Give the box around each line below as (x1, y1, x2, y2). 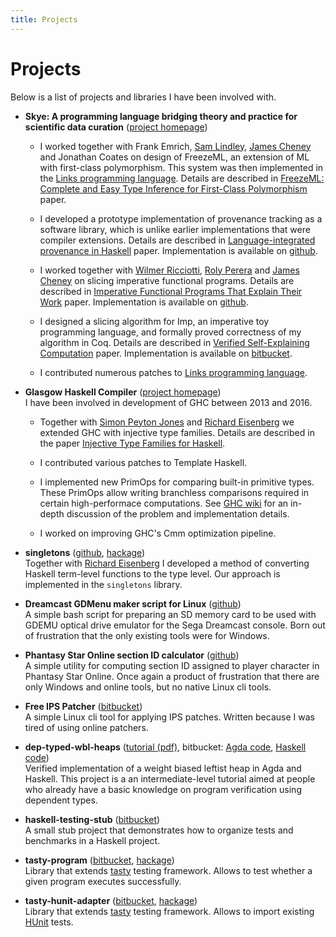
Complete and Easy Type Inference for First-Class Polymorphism (39, 182, 308, 195)
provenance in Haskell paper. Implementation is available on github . (39, 244, 318, 256)
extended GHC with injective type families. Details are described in (39, 426, 315, 438)
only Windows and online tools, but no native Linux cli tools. (24, 681, 272, 693)
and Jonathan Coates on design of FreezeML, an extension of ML (39, 151, 310, 163)
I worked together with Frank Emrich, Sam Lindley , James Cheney (39, 140, 312, 152)
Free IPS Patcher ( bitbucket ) (24, 700, 143, 712)
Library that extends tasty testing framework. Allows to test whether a (24, 864, 313, 876)
